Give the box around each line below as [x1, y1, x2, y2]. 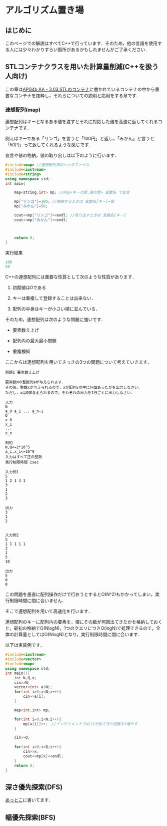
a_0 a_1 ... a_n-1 [5, 409, 43, 414]
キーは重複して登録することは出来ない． [12, 295, 96, 301]
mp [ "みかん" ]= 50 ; [14, 204, 48, 209]
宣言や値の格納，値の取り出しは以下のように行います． [5, 152, 119, 158]
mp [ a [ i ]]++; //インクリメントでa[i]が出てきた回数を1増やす [23, 721, 138, 726]
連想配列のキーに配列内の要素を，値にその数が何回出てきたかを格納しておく [5, 619, 162, 625]
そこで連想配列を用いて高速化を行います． [5, 608, 93, 614]
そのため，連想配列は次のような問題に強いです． [5, 317, 106, 323]
